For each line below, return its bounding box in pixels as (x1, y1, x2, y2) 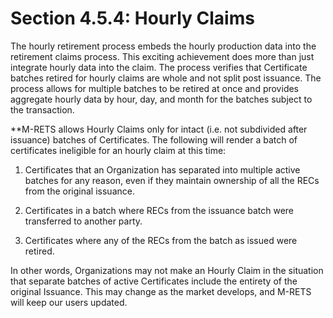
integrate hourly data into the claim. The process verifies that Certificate (10, 61, 308, 73)
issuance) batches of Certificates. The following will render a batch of (10, 133, 298, 146)
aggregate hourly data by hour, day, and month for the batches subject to (10, 93, 313, 105)
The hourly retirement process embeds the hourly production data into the (10, 40, 317, 52)
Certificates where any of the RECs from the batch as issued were (24, 234, 298, 246)
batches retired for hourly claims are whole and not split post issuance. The (10, 72, 322, 84)
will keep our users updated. (10, 296, 128, 308)
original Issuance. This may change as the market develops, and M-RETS (10, 285, 312, 297)
